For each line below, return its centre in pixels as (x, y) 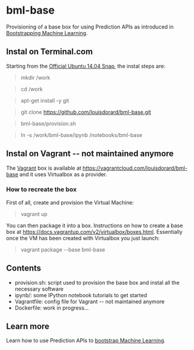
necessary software (39, 289)
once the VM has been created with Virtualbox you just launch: (83, 238)
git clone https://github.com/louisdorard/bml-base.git (86, 112)
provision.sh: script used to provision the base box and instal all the (97, 282)
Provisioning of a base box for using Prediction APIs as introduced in (90, 27)
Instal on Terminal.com (50, 52)
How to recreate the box (42, 189)
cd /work (32, 89)
